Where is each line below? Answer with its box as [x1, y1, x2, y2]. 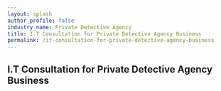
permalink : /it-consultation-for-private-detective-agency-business [7, 37, 215, 44]
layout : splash [7, 10, 53, 18]
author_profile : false [7, 17, 75, 24]
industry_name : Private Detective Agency [7, 23, 132, 31]
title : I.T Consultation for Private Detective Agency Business [7, 30, 202, 38]
